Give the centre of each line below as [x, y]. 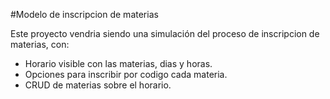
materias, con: [40, 44]
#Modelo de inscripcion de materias [84, 14]
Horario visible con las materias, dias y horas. [118, 63]
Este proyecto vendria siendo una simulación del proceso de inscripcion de [165, 33]
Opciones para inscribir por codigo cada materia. [126, 74]
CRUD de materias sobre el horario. [98, 85]
